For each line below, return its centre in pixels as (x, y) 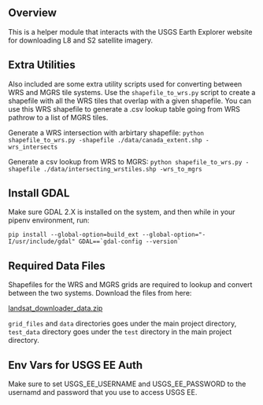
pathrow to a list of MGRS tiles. (58, 117)
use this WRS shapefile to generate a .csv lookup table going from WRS (124, 109)
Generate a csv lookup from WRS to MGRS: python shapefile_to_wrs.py (125, 161)
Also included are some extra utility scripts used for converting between (125, 84)
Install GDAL (39, 193)
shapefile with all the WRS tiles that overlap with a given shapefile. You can (130, 101)
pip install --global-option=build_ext (74, 235)
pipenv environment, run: (49, 220)
